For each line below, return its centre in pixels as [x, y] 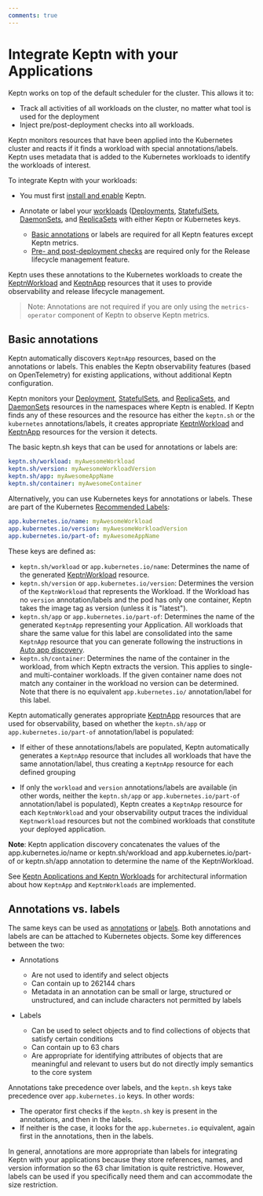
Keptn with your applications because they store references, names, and [126, 1160]
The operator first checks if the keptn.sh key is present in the [118, 1111]
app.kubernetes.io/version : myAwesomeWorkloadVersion [98, 528]
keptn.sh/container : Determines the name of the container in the [124, 658]
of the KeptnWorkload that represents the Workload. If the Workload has [134, 591]
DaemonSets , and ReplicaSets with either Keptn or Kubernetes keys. [130, 219]
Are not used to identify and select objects [100, 975]
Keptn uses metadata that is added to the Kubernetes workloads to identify [130, 156]
